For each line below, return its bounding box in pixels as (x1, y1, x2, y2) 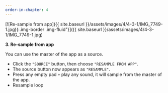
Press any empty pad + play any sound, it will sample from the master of (12, 71, 162, 77)
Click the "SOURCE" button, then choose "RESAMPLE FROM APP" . (12, 60, 138, 66)
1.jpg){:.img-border (5, 26, 45, 32)
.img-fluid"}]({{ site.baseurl (45, 26, 102, 32)
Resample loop (12, 82, 44, 88)
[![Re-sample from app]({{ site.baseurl (5, 21, 85, 27)
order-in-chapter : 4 (5, 7, 49, 12)
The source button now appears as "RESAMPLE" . (12, 66, 111, 72)
